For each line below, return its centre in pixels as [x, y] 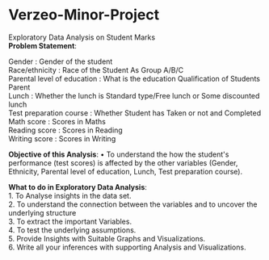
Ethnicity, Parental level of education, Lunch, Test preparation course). [126, 171]
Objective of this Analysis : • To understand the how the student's [119, 154]
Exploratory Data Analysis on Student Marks [82, 37]
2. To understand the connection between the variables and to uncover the [133, 204]
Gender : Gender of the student [61, 61]
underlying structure [42, 212]
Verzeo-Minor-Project [84, 15]
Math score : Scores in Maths [57, 121]
